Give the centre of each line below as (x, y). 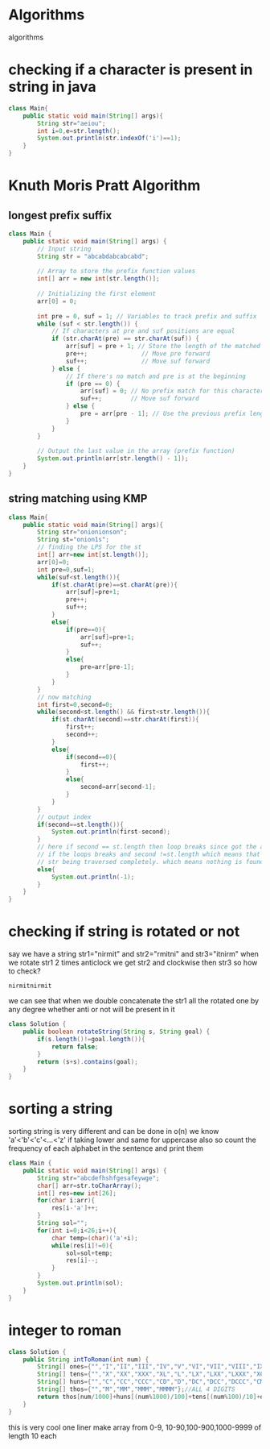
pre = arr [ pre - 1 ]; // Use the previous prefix (163, 413)
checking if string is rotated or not (124, 932)
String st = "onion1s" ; (74, 540)
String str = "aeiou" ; (72, 123)
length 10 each (33, 1435)
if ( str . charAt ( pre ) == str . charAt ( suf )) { (125, 339)
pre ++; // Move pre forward (138, 354)
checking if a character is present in (131, 70)
